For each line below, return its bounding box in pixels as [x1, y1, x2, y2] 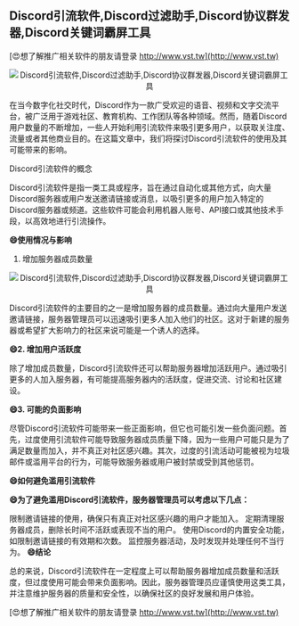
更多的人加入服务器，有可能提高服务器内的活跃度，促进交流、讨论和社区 [9, 374, 274, 384]
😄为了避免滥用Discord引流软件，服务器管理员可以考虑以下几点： [9, 494, 250, 505]
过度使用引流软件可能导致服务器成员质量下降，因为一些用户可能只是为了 [24, 433, 290, 444]
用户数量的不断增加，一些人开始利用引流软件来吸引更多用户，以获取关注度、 [9, 121, 290, 132]
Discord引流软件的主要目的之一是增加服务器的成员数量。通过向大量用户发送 [9, 302, 287, 313]
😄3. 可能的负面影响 [9, 404, 82, 415]
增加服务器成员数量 [21, 253, 93, 264]
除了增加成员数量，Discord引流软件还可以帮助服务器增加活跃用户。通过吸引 [9, 362, 287, 373]
